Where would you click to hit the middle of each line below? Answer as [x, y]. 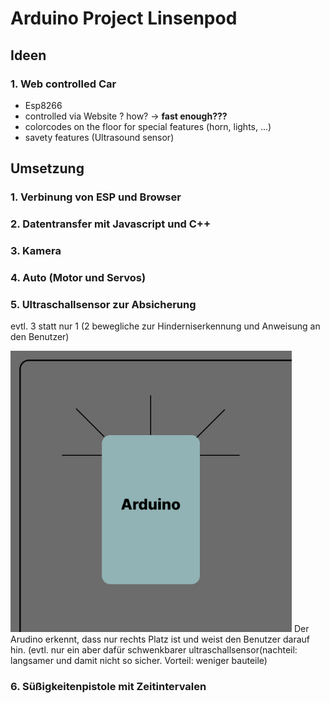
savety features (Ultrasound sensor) [99, 137]
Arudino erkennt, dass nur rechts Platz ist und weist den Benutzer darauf [160, 639]
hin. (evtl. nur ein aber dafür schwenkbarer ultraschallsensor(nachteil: [154, 650]
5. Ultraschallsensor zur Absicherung [103, 304]
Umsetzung [47, 168]
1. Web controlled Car [63, 84]
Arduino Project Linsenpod [124, 18]
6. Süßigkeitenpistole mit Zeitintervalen [108, 687]
